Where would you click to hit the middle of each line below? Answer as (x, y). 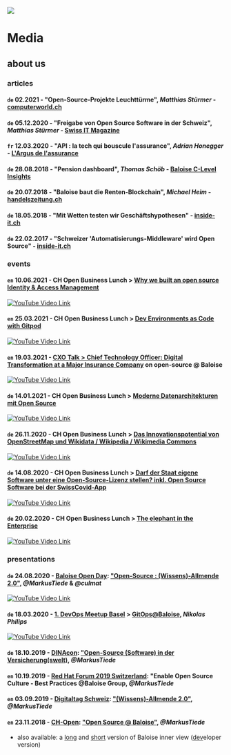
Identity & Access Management (53, 287)
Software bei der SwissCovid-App (57, 488)
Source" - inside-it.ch (39, 246)
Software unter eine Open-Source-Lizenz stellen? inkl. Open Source (107, 480)
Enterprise (22, 526)
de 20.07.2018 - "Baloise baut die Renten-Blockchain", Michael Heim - (109, 192)
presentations (31, 559)
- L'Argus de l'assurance (43, 153)
